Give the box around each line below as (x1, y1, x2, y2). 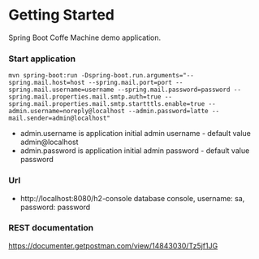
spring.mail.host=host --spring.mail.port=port (8, 79, 173, 87)
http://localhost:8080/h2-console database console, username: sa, (19, 193, 245, 203)
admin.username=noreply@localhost (8, 108, 126, 116)
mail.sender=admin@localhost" (8, 114, 111, 123)
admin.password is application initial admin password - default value (19, 146, 250, 156)
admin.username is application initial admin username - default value (19, 129, 252, 138)
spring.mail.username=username (8, 86, 114, 94)
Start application (8, 53, 76, 64)
